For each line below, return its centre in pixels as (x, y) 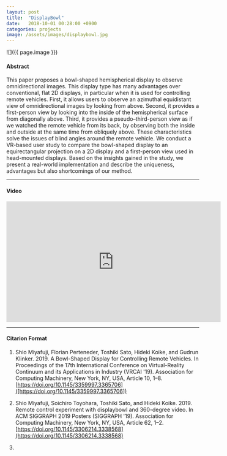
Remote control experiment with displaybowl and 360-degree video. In (104, 409)
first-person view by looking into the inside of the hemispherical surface (97, 112)
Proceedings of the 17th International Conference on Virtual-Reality (100, 365)
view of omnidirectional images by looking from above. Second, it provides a (103, 106)
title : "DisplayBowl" (35, 18)
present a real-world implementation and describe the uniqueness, (90, 165)
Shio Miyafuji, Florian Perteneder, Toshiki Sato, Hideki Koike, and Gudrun (107, 352)
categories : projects (34, 29)
